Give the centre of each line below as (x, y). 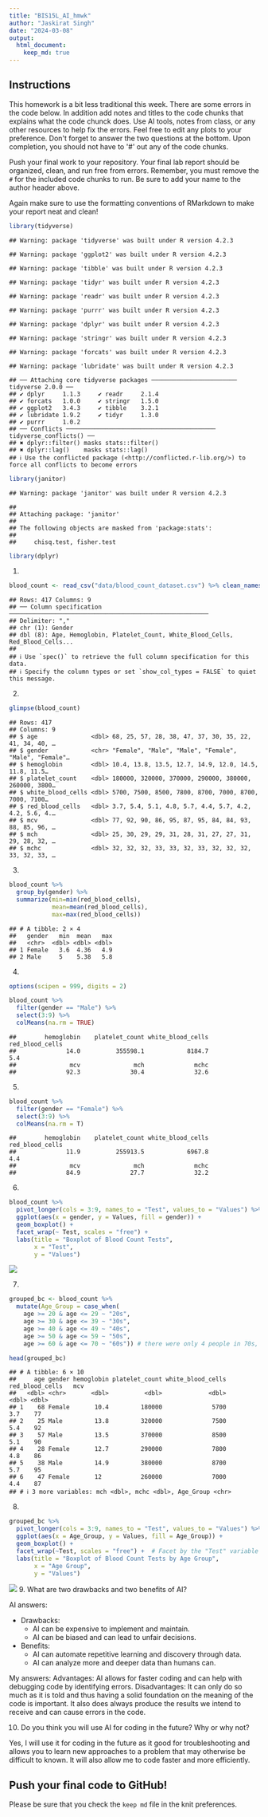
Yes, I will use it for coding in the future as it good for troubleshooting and (130, 1743)
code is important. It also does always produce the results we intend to (125, 1704)
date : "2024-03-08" (41, 30)
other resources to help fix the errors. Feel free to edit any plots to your (125, 129)
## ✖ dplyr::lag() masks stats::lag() (79, 450)
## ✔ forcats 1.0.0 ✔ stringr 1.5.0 (84, 401)
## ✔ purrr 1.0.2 (45, 422)
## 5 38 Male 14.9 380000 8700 (118, 1463)
